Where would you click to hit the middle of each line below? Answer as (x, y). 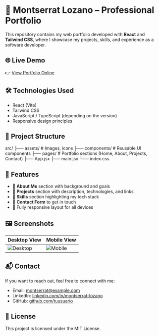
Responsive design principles (42, 121)
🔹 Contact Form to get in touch (44, 202)
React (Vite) (25, 105)
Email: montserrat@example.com (46, 290)
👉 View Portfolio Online (30, 72)
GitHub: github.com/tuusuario (43, 301)
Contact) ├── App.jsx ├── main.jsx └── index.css (57, 159)
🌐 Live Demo (25, 61)
